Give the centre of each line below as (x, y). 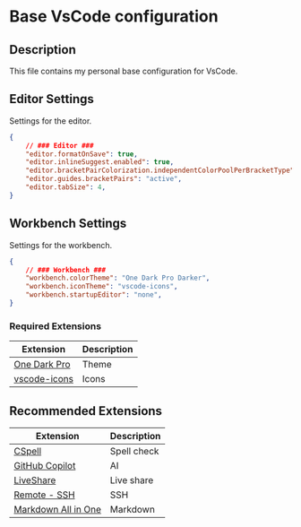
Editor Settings (52, 99)
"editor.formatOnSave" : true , (82, 154)
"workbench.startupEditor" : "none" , (94, 295)
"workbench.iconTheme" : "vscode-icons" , (102, 287)
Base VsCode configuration (114, 17)
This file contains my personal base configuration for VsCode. (124, 71)
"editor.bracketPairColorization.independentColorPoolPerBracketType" (160, 171)
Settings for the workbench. (61, 245)
